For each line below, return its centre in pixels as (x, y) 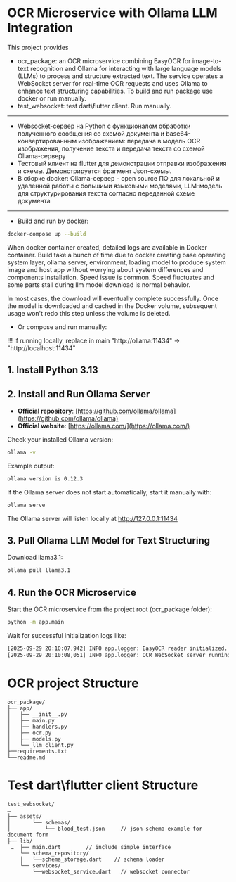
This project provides (38, 47)
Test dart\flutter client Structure (103, 785)
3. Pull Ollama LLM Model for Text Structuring (109, 541)
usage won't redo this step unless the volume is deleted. (89, 313)
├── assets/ (25, 816)
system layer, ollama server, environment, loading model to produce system (117, 262)
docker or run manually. (52, 98)
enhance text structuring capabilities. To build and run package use (115, 91)
